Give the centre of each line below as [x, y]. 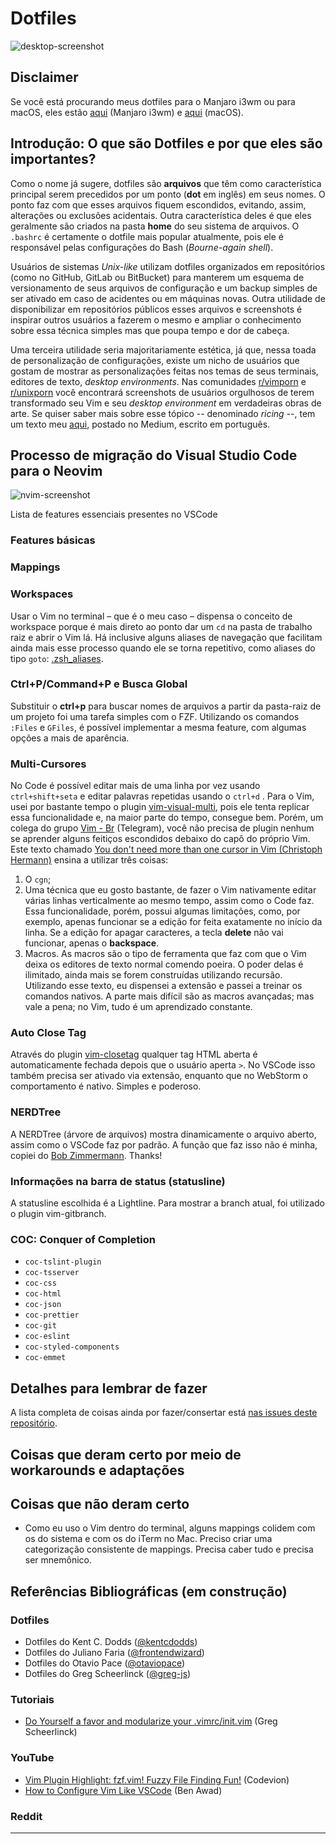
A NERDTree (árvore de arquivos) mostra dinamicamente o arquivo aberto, [163, 1134]
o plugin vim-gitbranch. [58, 1213]
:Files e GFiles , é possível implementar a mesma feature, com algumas [158, 727]
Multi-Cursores [48, 764]
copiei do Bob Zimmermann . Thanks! [86, 1155]
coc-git [40, 1326]
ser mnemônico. [58, 1560]
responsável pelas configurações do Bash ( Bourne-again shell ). [142, 247]
